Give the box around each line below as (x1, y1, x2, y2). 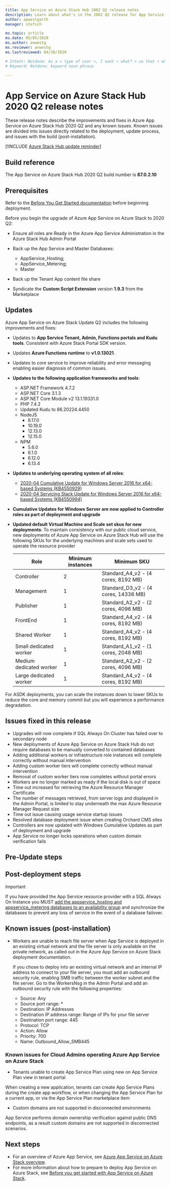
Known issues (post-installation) (5, 925, 111, 933)
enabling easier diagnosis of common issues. (12, 365, 107, 371)
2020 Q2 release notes (5, 101, 104, 112)
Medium (15, 657, 35, 664)
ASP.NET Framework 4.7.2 (20, 384, 75, 391)
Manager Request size (12, 806, 60, 812)
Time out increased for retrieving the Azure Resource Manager (12, 784, 144, 790)
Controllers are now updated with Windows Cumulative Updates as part (12, 822, 162, 828)
